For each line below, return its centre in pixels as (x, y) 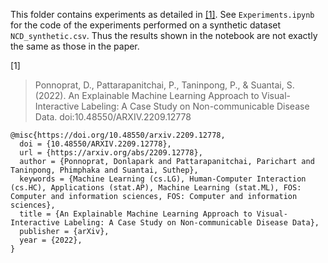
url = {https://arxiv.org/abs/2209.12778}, (111, 153)
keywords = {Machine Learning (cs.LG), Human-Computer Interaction (163, 179)
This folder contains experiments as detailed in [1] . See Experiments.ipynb (162, 14)
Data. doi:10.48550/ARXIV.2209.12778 (113, 117)
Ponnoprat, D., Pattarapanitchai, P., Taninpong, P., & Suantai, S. (164, 85)
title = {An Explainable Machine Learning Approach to (136, 214)
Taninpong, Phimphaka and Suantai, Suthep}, (104, 170)
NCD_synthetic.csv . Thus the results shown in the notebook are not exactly (164, 35)
